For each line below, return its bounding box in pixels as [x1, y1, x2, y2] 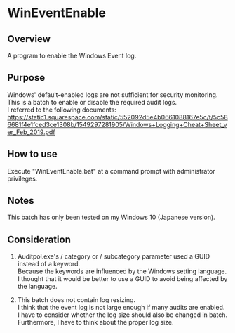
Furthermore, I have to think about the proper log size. [17, 318, 174, 327]
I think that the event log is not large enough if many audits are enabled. [17, 303, 225, 312]
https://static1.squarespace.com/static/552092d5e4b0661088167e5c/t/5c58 [7, 112, 228, 121]
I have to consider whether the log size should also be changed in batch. [17, 311, 228, 319]
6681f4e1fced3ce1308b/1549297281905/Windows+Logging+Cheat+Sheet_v [7, 120, 227, 129]
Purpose [7, 72, 46, 84]
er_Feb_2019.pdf [7, 128, 55, 136]
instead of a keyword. [17, 260, 81, 268]
